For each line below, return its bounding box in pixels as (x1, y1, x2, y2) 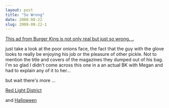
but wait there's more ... (5, 77, 56, 83)
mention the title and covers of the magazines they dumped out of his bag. (5, 57, 163, 63)
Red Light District (5, 88, 42, 94)
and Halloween (5, 97, 37, 103)
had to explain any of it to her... (5, 68, 71, 74)
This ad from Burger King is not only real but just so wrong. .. (5, 36, 135, 42)
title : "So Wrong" (5, 12, 45, 17)
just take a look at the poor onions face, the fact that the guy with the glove (5, 46, 164, 52)
